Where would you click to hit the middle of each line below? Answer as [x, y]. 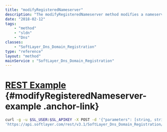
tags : [11, 24]
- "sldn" [23, 33]
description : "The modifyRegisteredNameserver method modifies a [74, 14]
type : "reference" [24, 51]
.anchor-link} [71, 106]
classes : [14, 42]
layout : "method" [23, 56]
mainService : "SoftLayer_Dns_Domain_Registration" [60, 61]
